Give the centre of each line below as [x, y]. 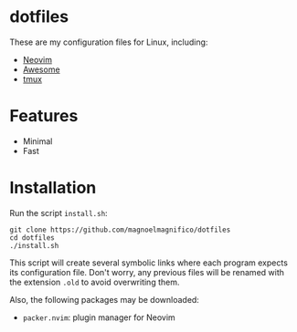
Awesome [42, 69]
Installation [53, 188]
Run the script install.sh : [58, 213]
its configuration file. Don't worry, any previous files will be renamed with [147, 272]
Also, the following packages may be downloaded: [104, 299]
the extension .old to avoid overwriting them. [95, 282]
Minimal [37, 141]
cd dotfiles [32, 238]
